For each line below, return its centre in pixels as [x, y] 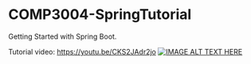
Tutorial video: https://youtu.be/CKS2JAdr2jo [82, 51]
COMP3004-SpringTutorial [100, 15]
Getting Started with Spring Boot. [63, 36]
